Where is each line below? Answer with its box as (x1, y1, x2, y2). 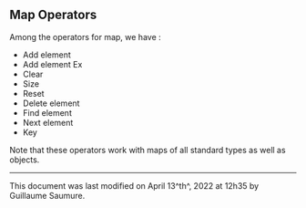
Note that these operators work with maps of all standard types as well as (9, 144, 286, 155)
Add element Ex (22, 58, 83, 69)
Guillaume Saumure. (9, 190, 86, 201)
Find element (22, 107, 73, 118)
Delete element (22, 98, 80, 109)
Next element (22, 117, 74, 128)
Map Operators (9, 7, 97, 23)
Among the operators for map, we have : (9, 31, 161, 42)
